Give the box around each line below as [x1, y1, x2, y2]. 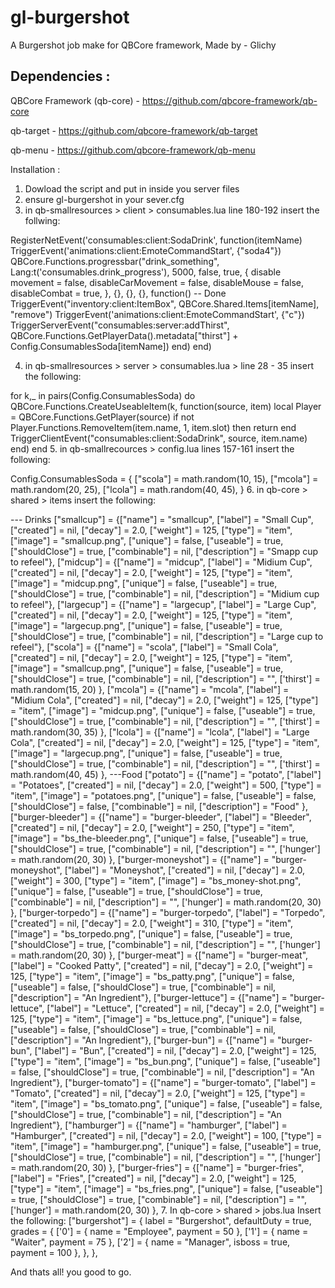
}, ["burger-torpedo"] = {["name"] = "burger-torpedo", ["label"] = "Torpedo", [10, 906, 326, 918]
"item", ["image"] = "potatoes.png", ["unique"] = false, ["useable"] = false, [10, 789, 317, 801]
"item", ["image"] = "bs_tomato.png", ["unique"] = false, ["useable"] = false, [10, 1097, 323, 1110]
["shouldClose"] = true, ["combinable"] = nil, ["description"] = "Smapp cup [10, 545, 319, 557]
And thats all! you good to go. [10, 1266, 132, 1278]
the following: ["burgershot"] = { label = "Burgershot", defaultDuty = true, [10, 1214, 312, 1226]
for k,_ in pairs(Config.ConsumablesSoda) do [10, 389, 196, 401]
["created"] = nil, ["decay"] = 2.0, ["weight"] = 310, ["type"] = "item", [10, 917, 294, 929]
